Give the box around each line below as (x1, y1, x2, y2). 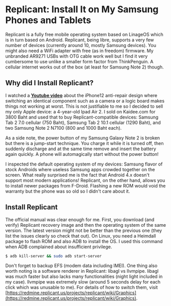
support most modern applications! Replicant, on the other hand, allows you (5, 177, 165, 183)
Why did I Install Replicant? (5, 79, 94, 87)
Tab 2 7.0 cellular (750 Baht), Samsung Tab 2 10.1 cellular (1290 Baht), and (5, 119, 161, 126)
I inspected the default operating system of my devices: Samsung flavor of (5, 161, 163, 167)
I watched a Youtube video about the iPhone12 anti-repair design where (5, 92, 158, 98)
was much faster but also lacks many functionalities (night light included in (5, 273, 163, 279)
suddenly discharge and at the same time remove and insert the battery (5, 146, 156, 152)
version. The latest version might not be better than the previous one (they (5, 227, 162, 233)
